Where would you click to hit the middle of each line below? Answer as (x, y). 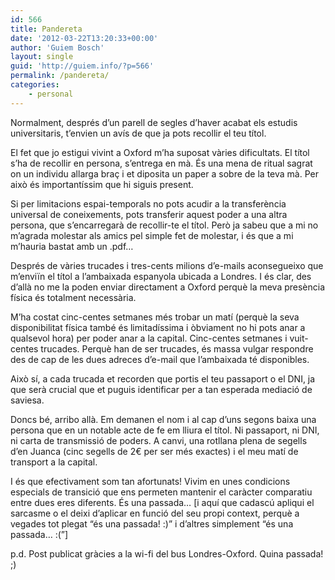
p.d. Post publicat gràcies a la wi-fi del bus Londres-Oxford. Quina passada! (167, 553)
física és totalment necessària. (73, 297)
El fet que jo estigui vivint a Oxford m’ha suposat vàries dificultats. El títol (160, 152)
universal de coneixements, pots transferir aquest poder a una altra (149, 214)
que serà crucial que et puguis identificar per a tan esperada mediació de (161, 389)
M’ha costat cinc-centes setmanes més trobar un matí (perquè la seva (155, 317)
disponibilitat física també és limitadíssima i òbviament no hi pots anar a (158, 327)
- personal (51, 94)
